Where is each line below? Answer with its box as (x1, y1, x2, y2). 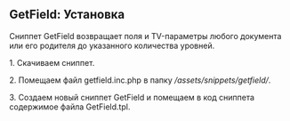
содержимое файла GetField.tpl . (9, 101, 131, 112)
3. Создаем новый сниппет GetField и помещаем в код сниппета (9, 92, 255, 102)
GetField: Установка (9, 7, 125, 22)
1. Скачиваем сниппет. (9, 57, 95, 68)
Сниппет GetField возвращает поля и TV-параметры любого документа (9, 30, 282, 41)
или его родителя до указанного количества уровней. (9, 40, 215, 51)
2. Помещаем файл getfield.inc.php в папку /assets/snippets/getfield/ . (9, 75, 271, 85)
